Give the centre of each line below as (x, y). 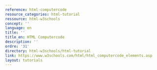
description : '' (22, 42)
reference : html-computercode (36, 10)
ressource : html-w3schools (33, 19)
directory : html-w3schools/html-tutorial (48, 51)
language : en (18, 28)
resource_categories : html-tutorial (42, 14)
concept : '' (17, 23)
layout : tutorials (24, 60)
